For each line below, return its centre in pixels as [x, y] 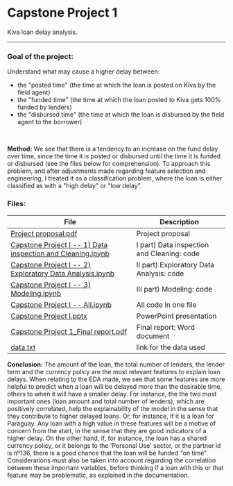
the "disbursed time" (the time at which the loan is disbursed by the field [121, 115]
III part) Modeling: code [174, 289]
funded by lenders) [45, 107]
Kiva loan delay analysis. [42, 32]
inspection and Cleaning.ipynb [60, 253]
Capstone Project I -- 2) [51, 265]
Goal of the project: [41, 56]
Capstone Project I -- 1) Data [59, 244]
